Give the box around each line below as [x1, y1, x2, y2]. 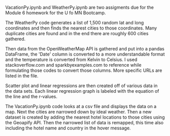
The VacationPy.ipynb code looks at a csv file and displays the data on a [5, 103, 157, 109]
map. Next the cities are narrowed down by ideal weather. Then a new [5, 109, 152, 115]
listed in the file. [5, 73, 39, 78]
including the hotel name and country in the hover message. [5, 125, 131, 131]
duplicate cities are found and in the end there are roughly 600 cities [5, 31, 149, 36]
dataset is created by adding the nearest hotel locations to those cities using [5, 114, 165, 120]
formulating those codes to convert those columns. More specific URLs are [5, 67, 162, 73]
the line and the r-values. [5, 94, 57, 99]
